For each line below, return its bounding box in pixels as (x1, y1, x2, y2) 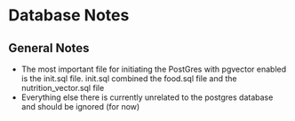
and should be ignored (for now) (20, 102, 140, 111)
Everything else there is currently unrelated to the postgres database (20, 92, 274, 102)
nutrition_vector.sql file (20, 83, 105, 93)
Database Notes (8, 5, 130, 26)
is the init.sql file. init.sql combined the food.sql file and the (20, 73, 237, 84)
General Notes (8, 41, 90, 56)
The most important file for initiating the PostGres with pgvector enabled (20, 64, 287, 74)
